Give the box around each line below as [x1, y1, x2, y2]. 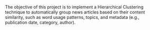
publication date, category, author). [5, 19, 76, 25]
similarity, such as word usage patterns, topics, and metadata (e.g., [5, 15, 140, 20]
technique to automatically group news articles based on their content [5, 9, 145, 15]
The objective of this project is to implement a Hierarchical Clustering [5, 4, 144, 10]
